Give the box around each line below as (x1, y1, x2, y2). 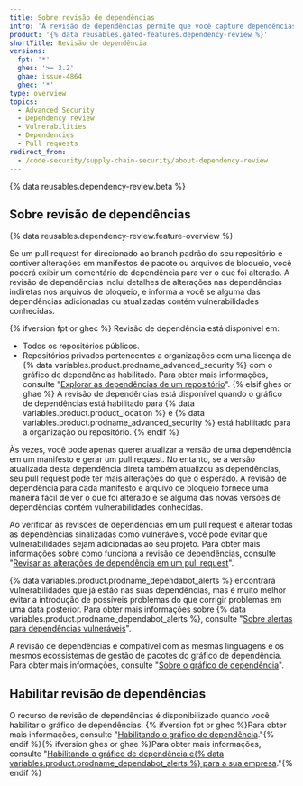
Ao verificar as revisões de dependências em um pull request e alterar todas (9, 520, 293, 531)
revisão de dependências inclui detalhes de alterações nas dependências (9, 277, 282, 288)
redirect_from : (9, 147, 67, 156)
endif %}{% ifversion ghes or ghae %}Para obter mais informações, (9, 739, 262, 750)
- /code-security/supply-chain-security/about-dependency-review (17, 155, 269, 165)
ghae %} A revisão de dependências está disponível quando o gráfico (22, 389, 282, 400)
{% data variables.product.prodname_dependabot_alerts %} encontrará (9, 575, 276, 587)
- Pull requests (17, 139, 78, 148)
